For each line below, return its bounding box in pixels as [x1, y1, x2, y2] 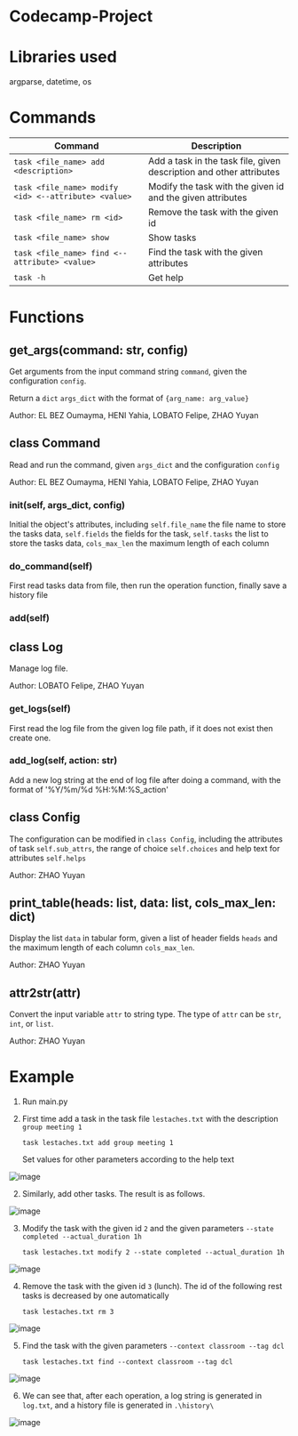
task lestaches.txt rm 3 [21, 1308, 114, 1317]
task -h [13, 273, 46, 283]
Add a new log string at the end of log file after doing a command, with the [9, 774, 281, 785]
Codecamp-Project [9, 6, 153, 27]
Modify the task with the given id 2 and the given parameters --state [21, 1223, 274, 1234]
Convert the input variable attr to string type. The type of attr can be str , [9, 1009, 282, 1020]
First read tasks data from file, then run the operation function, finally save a [9, 580, 287, 591]
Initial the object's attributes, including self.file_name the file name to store [9, 519, 286, 530]
